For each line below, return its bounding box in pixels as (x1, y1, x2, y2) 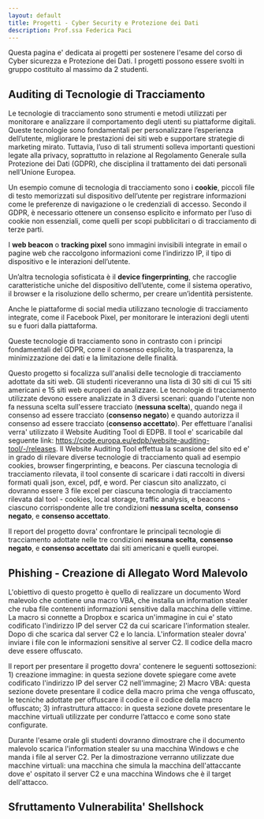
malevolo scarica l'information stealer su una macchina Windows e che (8, 744, 239, 753)
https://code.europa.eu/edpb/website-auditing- (55, 436, 210, 445)
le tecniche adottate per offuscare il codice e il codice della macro (8, 695, 223, 704)
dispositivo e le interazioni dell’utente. (8, 257, 131, 266)
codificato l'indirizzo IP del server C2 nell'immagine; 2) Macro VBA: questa (8, 678, 251, 688)
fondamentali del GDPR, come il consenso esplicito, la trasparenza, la (8, 345, 234, 354)
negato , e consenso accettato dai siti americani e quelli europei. (8, 543, 219, 553)
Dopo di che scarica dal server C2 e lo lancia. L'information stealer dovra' (8, 629, 247, 639)
